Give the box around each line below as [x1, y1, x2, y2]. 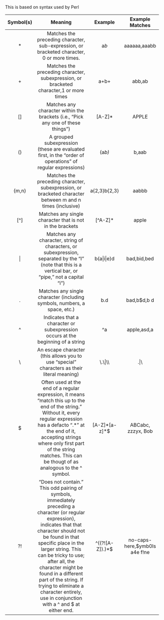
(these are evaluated [37, 146, 85, 152]
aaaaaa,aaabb [124, 43, 156, 49]
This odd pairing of [39, 484, 83, 491]
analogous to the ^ [40, 464, 82, 471]
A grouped [49, 134, 74, 140]
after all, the [47, 558, 75, 565]
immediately [47, 497, 76, 504]
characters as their [40, 365, 83, 371]
